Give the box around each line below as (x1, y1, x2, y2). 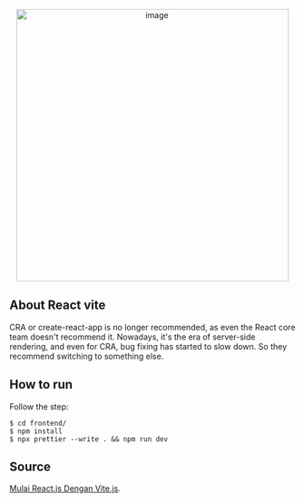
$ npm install (9, 427, 64, 436)
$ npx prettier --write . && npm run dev (9, 434, 169, 444)
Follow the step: (9, 400, 69, 412)
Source (9, 459, 52, 475)
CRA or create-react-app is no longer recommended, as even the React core (9, 321, 296, 332)
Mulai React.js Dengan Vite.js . (9, 483, 121, 494)
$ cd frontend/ (9, 419, 67, 428)
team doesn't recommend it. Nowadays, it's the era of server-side (9, 331, 256, 342)
